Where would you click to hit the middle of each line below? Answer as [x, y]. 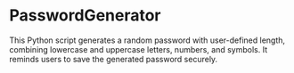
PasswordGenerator [86, 16]
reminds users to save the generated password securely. [114, 59]
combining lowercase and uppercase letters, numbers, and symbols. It [139, 49]
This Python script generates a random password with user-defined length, [147, 40]
